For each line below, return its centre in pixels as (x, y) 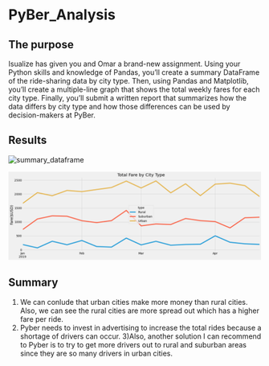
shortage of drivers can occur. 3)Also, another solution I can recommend (141, 336)
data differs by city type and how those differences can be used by (119, 107)
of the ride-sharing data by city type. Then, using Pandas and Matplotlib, (128, 81)
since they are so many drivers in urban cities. (96, 353)
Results (28, 140)
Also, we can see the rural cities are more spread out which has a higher (139, 310)
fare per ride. (42, 319)
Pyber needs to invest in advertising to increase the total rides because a (141, 327)
